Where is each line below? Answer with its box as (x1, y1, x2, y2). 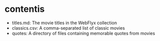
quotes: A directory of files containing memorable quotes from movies (11, 30, 156, 36)
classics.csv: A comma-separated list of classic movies (11, 25, 125, 31)
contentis (4, 3, 45, 15)
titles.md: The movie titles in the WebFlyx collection (11, 20, 117, 26)
